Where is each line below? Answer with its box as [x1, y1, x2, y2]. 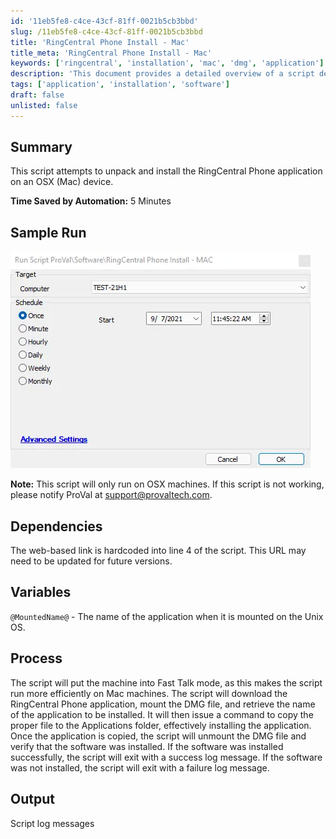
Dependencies [10, 518, 103, 535]
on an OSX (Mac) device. [10, 176, 114, 188]
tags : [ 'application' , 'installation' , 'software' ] [10, 80, 230, 90]
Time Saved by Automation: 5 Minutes [10, 195, 172, 207]
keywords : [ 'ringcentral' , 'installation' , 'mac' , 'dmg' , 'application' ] [10, 58, 325, 69]
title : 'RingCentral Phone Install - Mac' [10, 37, 190, 47]
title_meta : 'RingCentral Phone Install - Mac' [10, 48, 213, 58]
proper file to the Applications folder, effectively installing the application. [10, 719, 312, 731]
